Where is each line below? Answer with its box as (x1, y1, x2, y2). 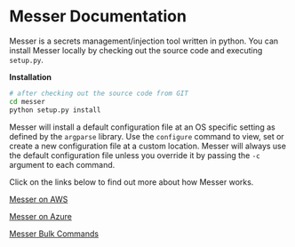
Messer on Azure (9, 211, 73, 221)
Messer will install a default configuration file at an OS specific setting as (9, 122, 275, 132)
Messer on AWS (9, 194, 68, 204)
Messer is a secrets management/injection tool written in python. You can (9, 36, 279, 46)
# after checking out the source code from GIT (9, 89, 189, 98)
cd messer (9, 97, 46, 106)
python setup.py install (9, 105, 101, 115)
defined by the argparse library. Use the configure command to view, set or (9, 131, 284, 141)
